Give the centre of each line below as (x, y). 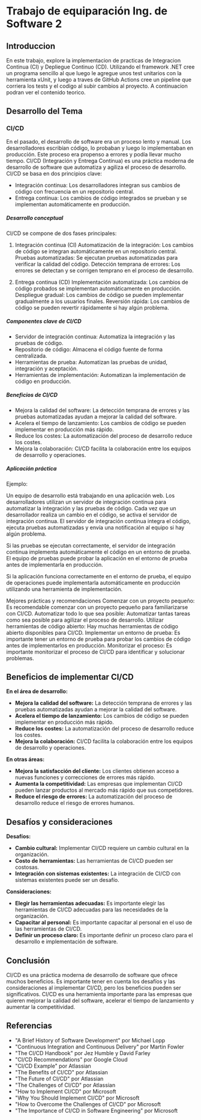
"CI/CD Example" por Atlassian (53, 1066)
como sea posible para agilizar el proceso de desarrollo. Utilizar (85, 620)
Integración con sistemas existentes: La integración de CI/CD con (98, 874)
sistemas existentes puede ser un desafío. (67, 880)
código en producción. (43, 381)
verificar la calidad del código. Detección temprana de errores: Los (97, 264)
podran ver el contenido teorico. (46, 92)
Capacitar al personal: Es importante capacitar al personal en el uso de (103, 923)
